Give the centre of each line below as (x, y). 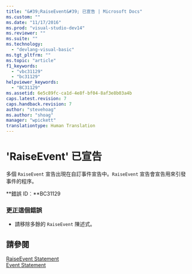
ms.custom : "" (23, 17)
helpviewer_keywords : (32, 83)
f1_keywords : (22, 66)
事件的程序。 (21, 181)
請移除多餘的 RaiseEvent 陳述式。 (55, 224)
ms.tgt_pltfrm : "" (28, 55)
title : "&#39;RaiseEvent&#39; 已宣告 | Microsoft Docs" (74, 11)
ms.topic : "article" (31, 60)
